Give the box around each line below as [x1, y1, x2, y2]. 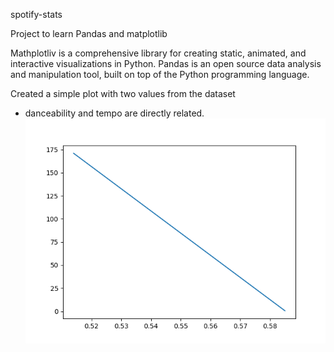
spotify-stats [10, 9, 63, 20]
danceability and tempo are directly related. [24, 107, 205, 119]
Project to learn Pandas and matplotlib [10, 28, 168, 39]
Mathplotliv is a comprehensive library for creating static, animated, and [10, 47, 307, 59]
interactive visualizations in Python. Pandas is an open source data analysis [10, 58, 322, 69]
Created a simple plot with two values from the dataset [10, 88, 236, 99]
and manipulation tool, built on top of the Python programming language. [10, 69, 310, 80]
